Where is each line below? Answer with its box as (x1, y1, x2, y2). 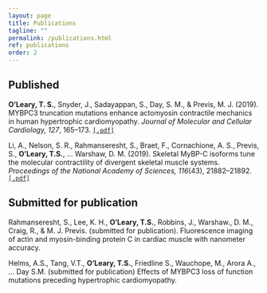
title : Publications (8, 19, 77, 27)
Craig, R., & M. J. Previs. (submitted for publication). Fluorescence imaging (8, 225, 253, 236)
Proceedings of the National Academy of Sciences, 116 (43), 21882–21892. (8, 165, 253, 176)
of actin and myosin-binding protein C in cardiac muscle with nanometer (8, 234, 245, 244)
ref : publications (8, 42, 69, 49)
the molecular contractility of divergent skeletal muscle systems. (8, 157, 221, 167)
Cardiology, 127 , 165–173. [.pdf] (8, 125, 115, 134)
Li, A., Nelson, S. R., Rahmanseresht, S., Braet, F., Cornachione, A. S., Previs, (8, 141, 260, 150)
